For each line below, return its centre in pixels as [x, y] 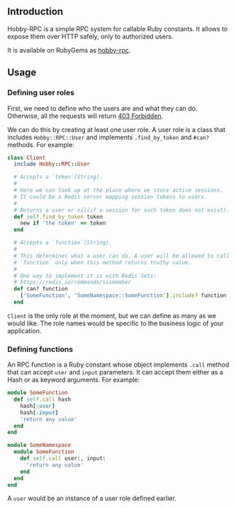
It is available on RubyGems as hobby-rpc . [69, 50]
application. [24, 330]
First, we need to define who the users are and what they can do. [102, 108]
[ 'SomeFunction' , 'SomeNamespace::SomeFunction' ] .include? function [123, 296]
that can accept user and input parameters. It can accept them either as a [115, 372]
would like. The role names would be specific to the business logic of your [116, 323]
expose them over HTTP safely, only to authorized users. [90, 36]
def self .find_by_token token [58, 217]
